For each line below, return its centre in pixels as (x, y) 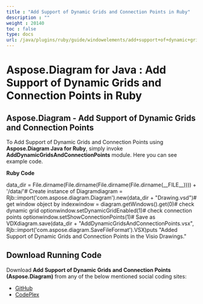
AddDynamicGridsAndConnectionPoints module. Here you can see (92, 155)
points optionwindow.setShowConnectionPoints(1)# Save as (81, 217)
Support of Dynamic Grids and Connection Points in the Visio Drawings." (96, 236)
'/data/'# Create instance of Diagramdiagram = (64, 191)
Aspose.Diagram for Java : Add (86, 70)
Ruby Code (21, 173)
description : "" (28, 18)
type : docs (20, 35)
